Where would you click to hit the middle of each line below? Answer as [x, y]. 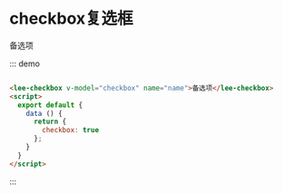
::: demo [25, 63]
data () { [44, 113]
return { [50, 122]
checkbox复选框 [71, 19]
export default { [50, 105]
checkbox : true [71, 131]
